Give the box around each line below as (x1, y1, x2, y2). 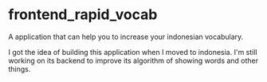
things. (8, 64, 31, 73)
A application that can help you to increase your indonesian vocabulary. (8, 32, 244, 41)
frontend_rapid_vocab (8, 6, 158, 24)
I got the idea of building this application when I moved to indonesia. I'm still (8, 47, 257, 57)
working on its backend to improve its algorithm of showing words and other (8, 56, 259, 65)
